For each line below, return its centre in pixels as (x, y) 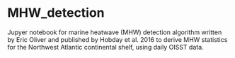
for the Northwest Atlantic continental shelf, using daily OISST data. (105, 47)
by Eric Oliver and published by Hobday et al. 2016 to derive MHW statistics (117, 39)
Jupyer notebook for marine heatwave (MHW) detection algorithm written (115, 32)
